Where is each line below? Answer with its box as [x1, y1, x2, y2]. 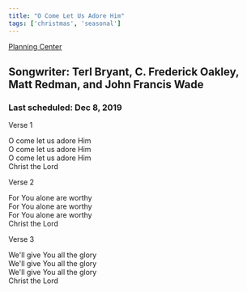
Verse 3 [8, 235, 35, 244]
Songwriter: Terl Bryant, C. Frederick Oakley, [8, 65, 240, 78]
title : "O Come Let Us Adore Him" [8, 11, 126, 20]
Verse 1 [8, 121, 33, 130]
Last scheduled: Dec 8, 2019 [8, 102, 123, 113]
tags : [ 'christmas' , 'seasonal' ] [8, 19, 121, 28]
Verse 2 [8, 177, 35, 187]
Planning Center [8, 41, 62, 51]
